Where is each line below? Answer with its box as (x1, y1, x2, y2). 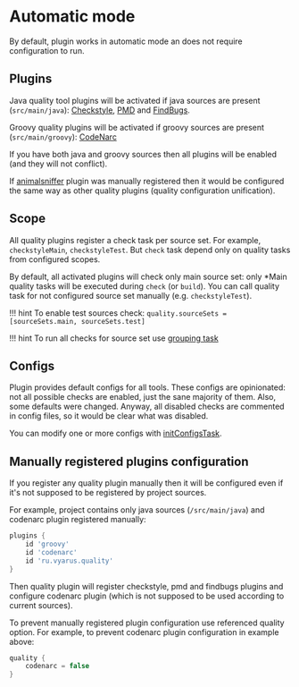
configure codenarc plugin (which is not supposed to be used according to (9, 590, 285, 601)
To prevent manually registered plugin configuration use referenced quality (9, 617, 285, 628)
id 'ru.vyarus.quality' (25, 556, 114, 565)
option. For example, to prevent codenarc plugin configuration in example (9, 626, 279, 637)
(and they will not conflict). (9, 158, 108, 169)
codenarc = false (25, 662, 90, 671)
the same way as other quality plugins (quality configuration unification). (9, 185, 276, 196)
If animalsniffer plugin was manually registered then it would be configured (9, 175, 285, 186)
